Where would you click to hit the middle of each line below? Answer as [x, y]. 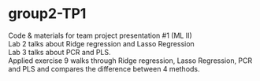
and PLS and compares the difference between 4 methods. [104, 68]
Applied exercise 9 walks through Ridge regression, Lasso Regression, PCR [130, 61]
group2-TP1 [47, 14]
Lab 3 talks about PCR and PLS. [60, 52]
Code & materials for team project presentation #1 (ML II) [100, 35]
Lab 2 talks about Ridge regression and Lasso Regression [101, 43]
